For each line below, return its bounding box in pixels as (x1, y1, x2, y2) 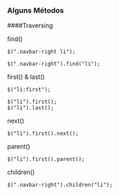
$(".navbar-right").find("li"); (7, 61, 100, 68)
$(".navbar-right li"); (7, 48, 76, 56)
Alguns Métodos (7, 6, 64, 15)
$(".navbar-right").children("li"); (7, 182, 113, 189)
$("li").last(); (7, 104, 54, 111)
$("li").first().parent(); (7, 156, 85, 163)
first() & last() (7, 72, 45, 81)
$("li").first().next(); (7, 130, 79, 137)
